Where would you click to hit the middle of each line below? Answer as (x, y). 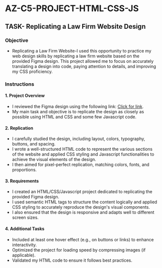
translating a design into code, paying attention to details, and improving (84, 66)
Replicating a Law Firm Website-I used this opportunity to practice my (81, 51)
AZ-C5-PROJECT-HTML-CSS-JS (72, 9)
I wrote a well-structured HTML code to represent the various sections (82, 149)
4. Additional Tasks (25, 229)
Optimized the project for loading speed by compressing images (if (79, 250)
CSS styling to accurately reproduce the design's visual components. (81, 207)
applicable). (24, 255)
